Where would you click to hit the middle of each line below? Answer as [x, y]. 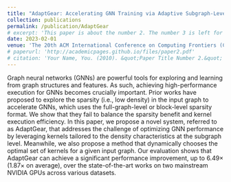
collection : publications [44, 20]
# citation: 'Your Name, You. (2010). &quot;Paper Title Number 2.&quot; [115, 58]
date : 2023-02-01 [32, 39]
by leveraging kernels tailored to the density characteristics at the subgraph [114, 136]
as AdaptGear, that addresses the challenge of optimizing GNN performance [115, 128]
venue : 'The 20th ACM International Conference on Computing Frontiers [112, 45]
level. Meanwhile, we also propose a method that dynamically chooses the [112, 143]
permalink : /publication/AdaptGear [58, 26]
